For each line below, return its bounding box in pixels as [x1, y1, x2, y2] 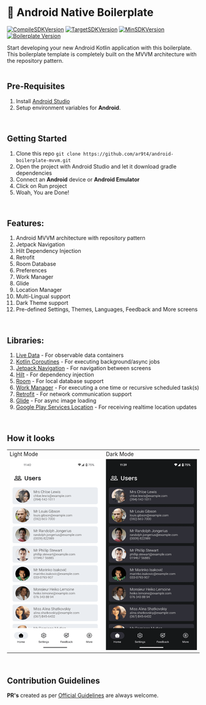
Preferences [15, 267, 47, 274]
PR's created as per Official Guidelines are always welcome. [7, 692, 159, 699]
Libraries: [7, 335, 45, 346]
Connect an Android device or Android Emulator [15, 175, 140, 183]
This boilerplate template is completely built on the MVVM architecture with [7, 50, 197, 57]
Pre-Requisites [7, 81, 65, 92]
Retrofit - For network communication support [15, 390, 132, 398]
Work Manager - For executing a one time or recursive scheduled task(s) [15, 384, 199, 392]
